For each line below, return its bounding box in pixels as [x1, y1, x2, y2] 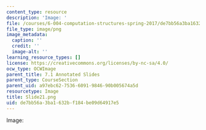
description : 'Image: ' [6, 15, 67, 21]
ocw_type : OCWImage [6, 65, 56, 72]
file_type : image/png [6, 26, 62, 32]
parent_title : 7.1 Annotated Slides [6, 71, 100, 78]
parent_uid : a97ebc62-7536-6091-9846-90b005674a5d [6, 83, 139, 89]
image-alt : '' [12, 49, 48, 55]
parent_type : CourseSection [6, 77, 78, 83]
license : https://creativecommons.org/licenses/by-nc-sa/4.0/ [6, 60, 169, 66]
